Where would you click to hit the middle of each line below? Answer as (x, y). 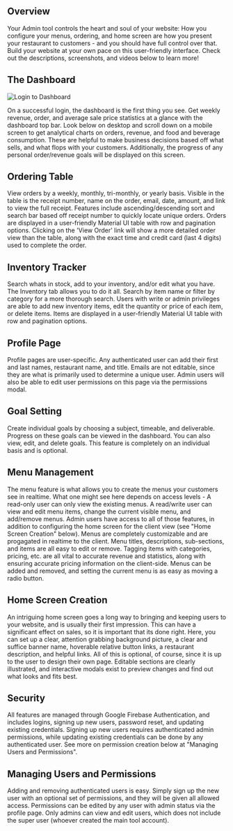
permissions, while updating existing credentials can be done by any (105, 737)
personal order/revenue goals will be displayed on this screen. (96, 155)
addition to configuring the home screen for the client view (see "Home (109, 526)
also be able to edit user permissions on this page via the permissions (107, 382)
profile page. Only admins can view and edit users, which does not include (114, 813)
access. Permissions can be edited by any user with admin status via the (111, 806)
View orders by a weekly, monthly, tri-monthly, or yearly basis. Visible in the (116, 193)
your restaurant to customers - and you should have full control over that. (112, 43)
